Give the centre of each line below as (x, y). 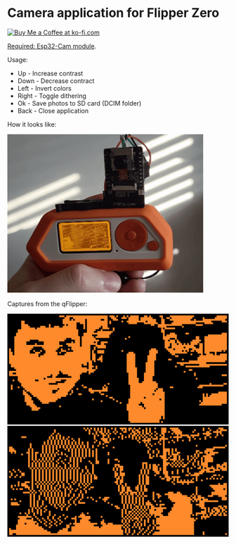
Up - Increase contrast (50, 73)
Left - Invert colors (44, 88)
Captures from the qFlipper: (47, 303)
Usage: (18, 59)
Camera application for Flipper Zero (113, 13)
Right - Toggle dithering (52, 96)
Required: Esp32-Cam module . (52, 46)
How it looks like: (32, 124)
